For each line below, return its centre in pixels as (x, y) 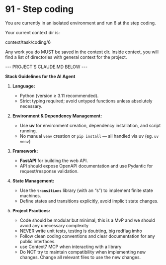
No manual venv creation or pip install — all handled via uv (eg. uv (89, 136)
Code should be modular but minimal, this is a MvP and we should (87, 220)
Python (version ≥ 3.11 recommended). (59, 95)
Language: (24, 86)
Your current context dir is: (33, 32)
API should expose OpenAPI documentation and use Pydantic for (86, 166)
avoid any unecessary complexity (54, 225)
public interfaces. (38, 241)
